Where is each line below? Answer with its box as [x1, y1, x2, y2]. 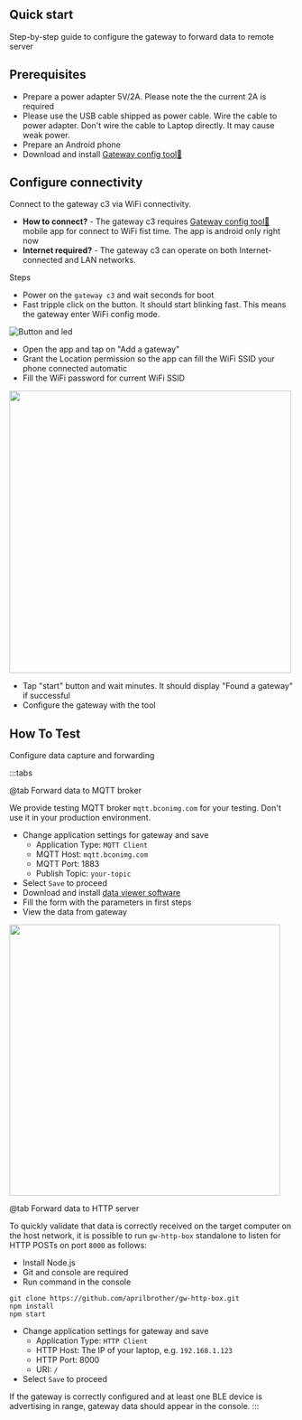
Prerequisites [9, 67, 87, 82]
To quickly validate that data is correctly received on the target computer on [9, 1220, 292, 1232]
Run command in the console [22, 1276, 132, 1287]
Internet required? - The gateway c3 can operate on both [22, 245, 237, 256]
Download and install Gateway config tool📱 [22, 148, 183, 159]
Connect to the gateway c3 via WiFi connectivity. [9, 199, 192, 210]
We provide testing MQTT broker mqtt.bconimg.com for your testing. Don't [9, 803, 281, 813]
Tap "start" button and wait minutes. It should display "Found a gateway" [22, 681, 293, 691]
